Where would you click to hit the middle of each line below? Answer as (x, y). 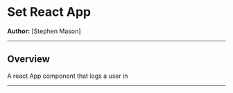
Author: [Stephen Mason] (44, 31)
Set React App (49, 12)
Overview (29, 59)
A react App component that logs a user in (68, 76)
